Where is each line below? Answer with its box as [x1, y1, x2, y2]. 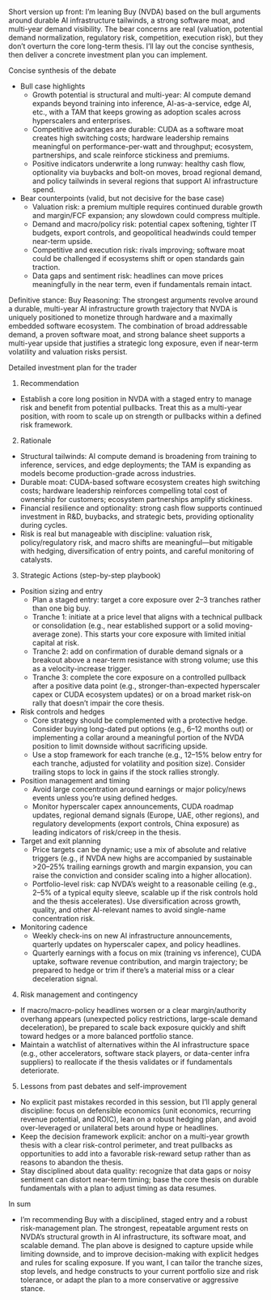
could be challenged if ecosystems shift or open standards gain [32, 254, 245, 263]
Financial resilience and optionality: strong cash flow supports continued [19, 503, 263, 513]
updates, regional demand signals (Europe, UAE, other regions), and [32, 810, 260, 820]
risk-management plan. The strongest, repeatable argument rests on [19, 1224, 249, 1233]
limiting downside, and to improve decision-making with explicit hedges [19, 1249, 259, 1259]
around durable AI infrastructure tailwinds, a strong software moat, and [8, 15, 245, 25]
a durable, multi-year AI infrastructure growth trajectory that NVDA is [8, 304, 239, 313]
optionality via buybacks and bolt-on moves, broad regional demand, [32, 168, 263, 177]
